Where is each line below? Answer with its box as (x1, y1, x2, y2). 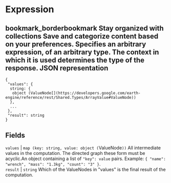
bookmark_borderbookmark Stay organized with (5, 24, 164, 33)
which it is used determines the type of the (5, 56, 145, 64)
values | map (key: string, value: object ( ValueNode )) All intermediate (5, 144, 161, 151)
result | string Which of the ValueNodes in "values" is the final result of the (5, 166, 166, 172)
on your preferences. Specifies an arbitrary (5, 40, 146, 48)
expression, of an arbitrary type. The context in (5, 47, 159, 57)
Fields (5, 131, 26, 140)
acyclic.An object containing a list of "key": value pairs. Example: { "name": (5, 155, 166, 162)
